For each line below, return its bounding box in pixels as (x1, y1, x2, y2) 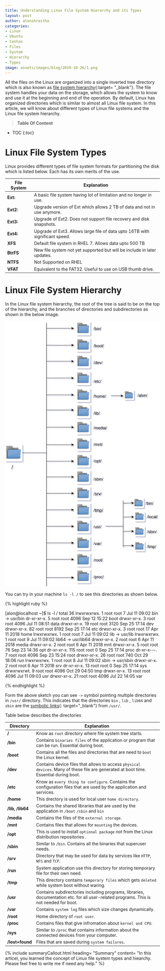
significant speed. (34, 233, 70, 239)
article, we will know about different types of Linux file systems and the (5, 105, 149, 111)
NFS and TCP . (36, 858, 60, 864)
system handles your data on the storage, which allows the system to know (5, 90, 157, 96)
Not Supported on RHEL (34, 259, 82, 265)
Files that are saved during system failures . (36, 939, 125, 945)
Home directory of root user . (36, 913, 95, 919)
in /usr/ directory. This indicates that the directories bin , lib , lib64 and (5, 697, 152, 703)
